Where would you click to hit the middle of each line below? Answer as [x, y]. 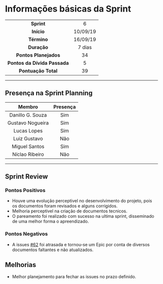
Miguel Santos [28, 146]
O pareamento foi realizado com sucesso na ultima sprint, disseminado [83, 216]
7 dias [85, 47]
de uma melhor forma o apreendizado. [50, 222]
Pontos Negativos [26, 234]
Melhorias [21, 265]
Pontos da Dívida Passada [38, 63]
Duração [38, 47]
